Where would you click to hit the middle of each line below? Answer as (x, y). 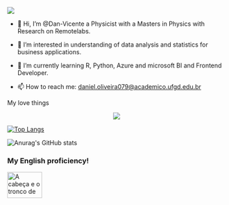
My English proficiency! (48, 161)
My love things (28, 103)
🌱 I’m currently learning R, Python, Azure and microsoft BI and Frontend (119, 65)
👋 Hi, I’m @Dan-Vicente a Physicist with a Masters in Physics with (111, 24)
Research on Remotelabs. (54, 31)
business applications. (49, 52)
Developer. (33, 73)
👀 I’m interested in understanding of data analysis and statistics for (112, 44)
